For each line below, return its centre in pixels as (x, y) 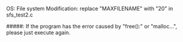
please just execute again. (38, 33)
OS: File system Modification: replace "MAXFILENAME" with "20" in (90, 9)
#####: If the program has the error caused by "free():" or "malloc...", (92, 26)
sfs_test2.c (20, 15)
